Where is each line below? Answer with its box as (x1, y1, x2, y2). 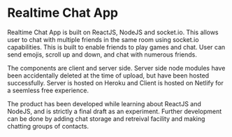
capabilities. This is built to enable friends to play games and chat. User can (7, 43, 226, 51)
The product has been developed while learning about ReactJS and (7, 99, 201, 108)
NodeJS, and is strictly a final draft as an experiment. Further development (7, 107, 222, 115)
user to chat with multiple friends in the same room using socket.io (7, 35, 199, 43)
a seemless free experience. (7, 86, 89, 94)
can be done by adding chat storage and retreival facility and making (7, 114, 205, 123)
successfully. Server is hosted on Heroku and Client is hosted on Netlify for (7, 78, 224, 87)
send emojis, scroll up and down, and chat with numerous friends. (7, 50, 198, 59)
